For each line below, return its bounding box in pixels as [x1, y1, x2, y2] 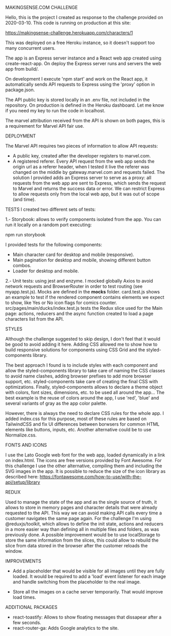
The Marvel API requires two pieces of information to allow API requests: [5, 143, 158, 149]
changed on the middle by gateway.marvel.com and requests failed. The [12, 169, 165, 175]
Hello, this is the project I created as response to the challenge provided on [5, 14, 163, 20]
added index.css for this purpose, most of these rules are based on [5, 415, 147, 422]
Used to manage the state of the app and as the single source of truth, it [5, 499, 157, 505]
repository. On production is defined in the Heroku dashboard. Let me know [5, 102, 164, 108]
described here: [5, 474, 39, 480]
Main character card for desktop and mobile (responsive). [12, 251, 134, 257]
